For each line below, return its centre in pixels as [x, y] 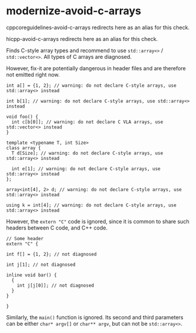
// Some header [25, 238]
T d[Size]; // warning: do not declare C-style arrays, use [87, 153]
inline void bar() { [32, 275]
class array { [24, 148]
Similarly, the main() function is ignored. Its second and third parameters [95, 317]
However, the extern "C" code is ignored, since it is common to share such [98, 221]
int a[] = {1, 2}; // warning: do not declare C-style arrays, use [91, 85]
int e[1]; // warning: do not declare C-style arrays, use [86, 169]
